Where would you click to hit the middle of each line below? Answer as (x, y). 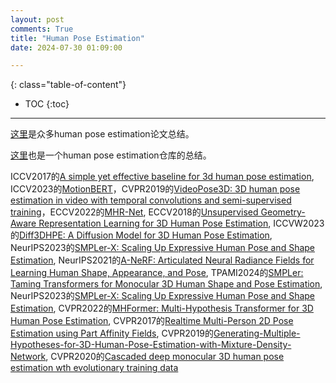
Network (28, 357)
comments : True (42, 29)
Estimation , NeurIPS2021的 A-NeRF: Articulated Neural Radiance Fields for (162, 260)
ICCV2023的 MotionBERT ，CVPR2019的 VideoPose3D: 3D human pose (155, 189)
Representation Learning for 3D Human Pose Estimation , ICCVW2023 (181, 223)
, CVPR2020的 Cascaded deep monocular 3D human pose (165, 357)
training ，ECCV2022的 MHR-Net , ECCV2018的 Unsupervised (134, 212)
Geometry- (283, 212)
